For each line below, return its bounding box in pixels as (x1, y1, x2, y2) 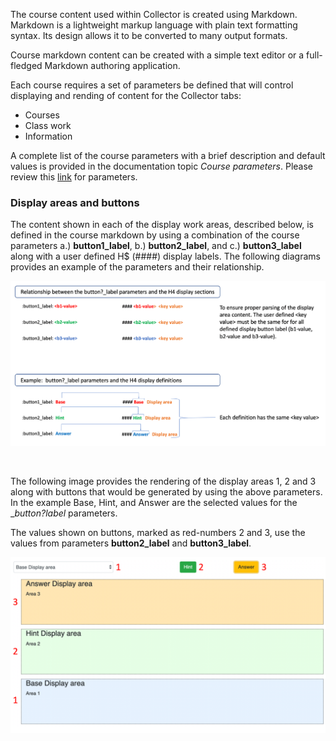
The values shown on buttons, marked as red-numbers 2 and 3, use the (10, 526, 306, 538)
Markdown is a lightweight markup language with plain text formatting (10, 19, 298, 31)
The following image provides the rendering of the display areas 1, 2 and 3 (10, 475, 317, 487)
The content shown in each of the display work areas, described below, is (10, 219, 314, 231)
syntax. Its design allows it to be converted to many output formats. (10, 30, 288, 41)
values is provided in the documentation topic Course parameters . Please (10, 160, 313, 172)
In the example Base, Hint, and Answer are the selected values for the (10, 496, 298, 508)
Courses (24, 109, 60, 121)
